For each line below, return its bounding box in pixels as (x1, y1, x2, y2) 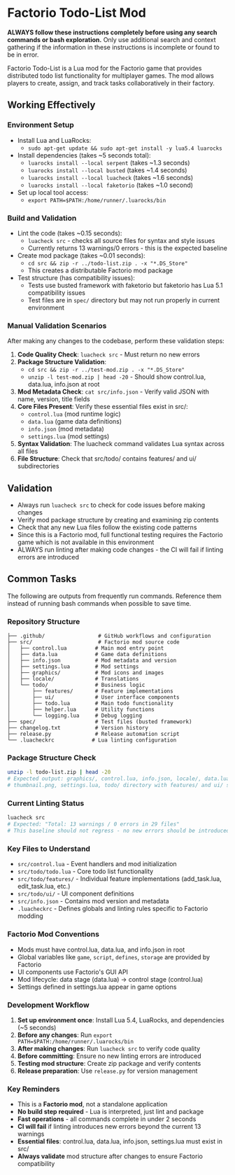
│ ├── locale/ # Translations (7, 676, 139, 683)
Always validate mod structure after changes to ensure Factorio (17, 1152, 203, 1160)
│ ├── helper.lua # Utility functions (7, 706, 155, 714)
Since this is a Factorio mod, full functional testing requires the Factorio (17, 531, 223, 539)
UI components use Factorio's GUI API (17, 968, 128, 976)
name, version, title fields (17, 395, 90, 403)
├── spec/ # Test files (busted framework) (7, 718, 192, 725)
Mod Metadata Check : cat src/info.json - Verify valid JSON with (17, 387, 210, 396)
